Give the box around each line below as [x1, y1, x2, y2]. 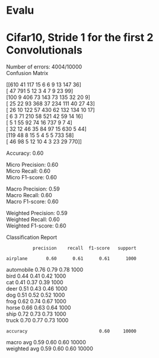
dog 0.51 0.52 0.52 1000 [6, 291, 65, 298]
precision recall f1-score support [32, 245, 136, 251]
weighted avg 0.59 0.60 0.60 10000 [6, 345, 93, 352]
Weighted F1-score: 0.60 [6, 222, 66, 229]
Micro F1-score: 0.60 [6, 174, 58, 181]
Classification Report [6, 234, 58, 241]
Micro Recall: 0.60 [6, 167, 50, 175]
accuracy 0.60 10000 [6, 328, 136, 334]
